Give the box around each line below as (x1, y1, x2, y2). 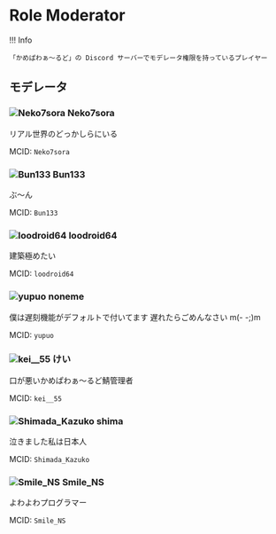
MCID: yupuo (9, 329, 55, 340)
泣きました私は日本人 (9, 436, 87, 447)
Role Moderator (9, 5, 126, 26)
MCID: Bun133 (9, 207, 58, 217)
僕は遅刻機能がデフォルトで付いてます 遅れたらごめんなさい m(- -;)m (9, 311, 261, 322)
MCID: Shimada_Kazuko (9, 454, 90, 465)
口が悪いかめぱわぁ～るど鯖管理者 (9, 374, 134, 386)
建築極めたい (9, 250, 56, 262)
